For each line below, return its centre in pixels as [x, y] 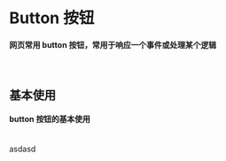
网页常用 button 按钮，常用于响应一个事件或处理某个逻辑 [113, 44]
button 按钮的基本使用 [50, 119]
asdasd [23, 149]
